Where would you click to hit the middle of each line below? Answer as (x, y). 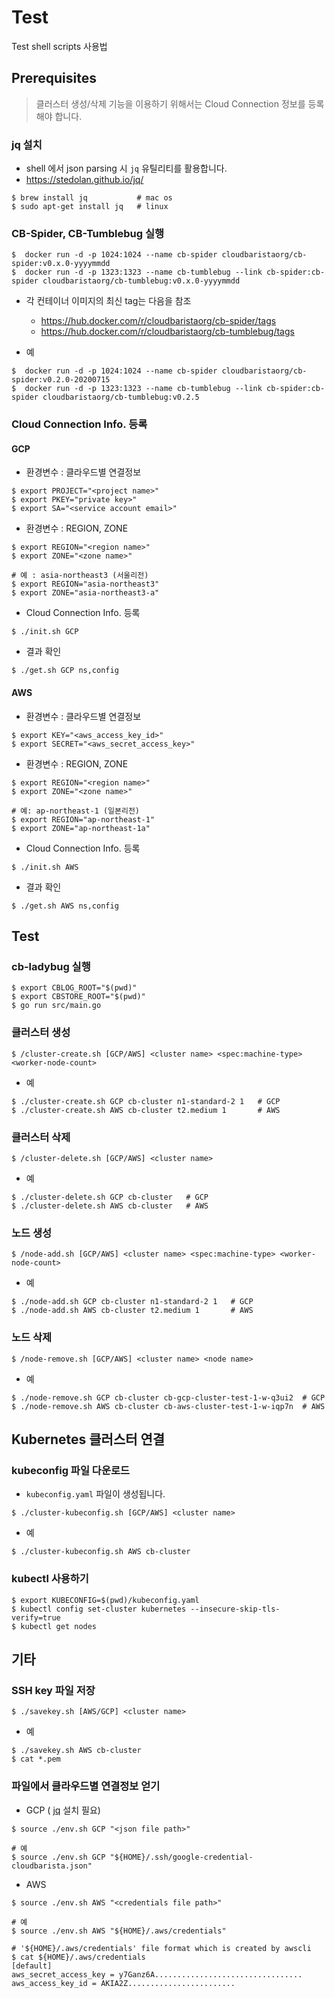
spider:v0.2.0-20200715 (61, 380)
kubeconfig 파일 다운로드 (71, 1470)
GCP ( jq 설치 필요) (63, 1810)
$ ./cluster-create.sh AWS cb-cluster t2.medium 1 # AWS (146, 1110)
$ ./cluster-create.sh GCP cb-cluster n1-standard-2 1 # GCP (146, 1101)
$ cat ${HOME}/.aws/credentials (78, 1957)
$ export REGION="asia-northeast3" (85, 584)
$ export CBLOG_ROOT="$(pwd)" (74, 988)
